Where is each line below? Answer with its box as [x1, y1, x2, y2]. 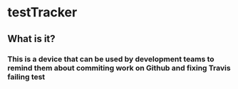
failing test [7, 72, 46, 82]
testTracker [7, 4, 78, 21]
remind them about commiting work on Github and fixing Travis [7, 63, 231, 73]
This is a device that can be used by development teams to [7, 54, 215, 64]
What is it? [7, 33, 56, 45]
